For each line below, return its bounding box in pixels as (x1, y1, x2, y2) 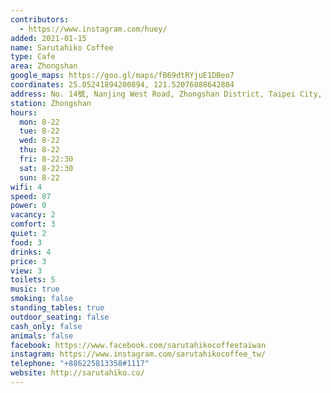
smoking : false (10, 294, 74, 304)
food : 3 (10, 237, 43, 248)
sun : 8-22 (19, 172, 60, 183)
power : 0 (10, 201, 47, 211)
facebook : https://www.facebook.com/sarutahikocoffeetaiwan (10, 340, 267, 350)
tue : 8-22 (19, 126, 60, 136)
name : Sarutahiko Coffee (10, 42, 114, 53)
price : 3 (10, 256, 47, 266)
